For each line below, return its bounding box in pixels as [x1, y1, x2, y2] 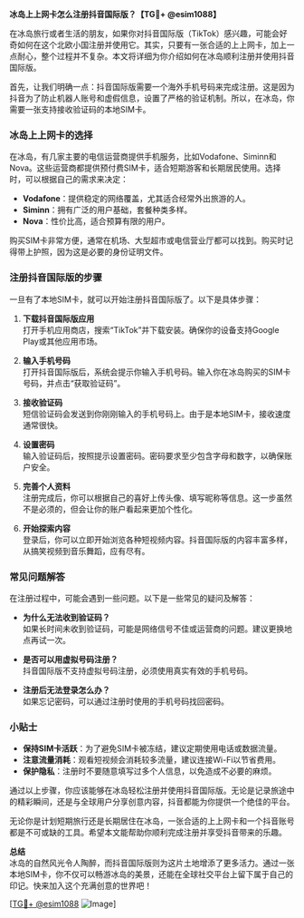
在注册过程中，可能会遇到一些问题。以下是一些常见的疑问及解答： [9, 592, 255, 603]
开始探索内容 [22, 522, 71, 533]
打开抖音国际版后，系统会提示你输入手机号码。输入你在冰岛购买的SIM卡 [22, 366, 291, 377]
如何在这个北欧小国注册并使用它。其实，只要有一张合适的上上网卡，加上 [16, 40, 287, 50]
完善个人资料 [22, 481, 71, 492]
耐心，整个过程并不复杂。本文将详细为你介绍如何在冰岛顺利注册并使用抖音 [16, 51, 295, 62]
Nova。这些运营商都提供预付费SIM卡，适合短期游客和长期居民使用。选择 [9, 162, 281, 173]
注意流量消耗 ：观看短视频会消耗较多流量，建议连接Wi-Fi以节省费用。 [22, 755, 281, 766]
